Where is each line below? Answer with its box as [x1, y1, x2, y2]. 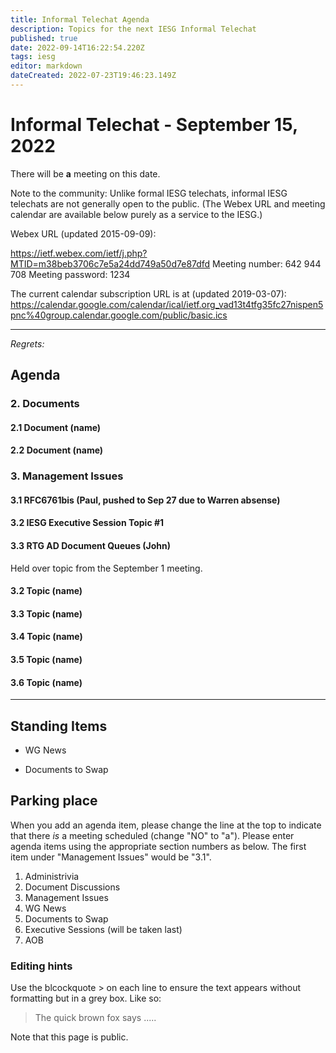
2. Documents [10, 397, 80, 411]
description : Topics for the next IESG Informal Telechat [10, 24, 257, 34]
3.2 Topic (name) [10, 585, 83, 597]
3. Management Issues [10, 469, 124, 483]
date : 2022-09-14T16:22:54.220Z [10, 42, 145, 53]
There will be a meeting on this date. [10, 167, 161, 180]
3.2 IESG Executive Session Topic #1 [10, 517, 165, 529]
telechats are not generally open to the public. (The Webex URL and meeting [10, 197, 326, 210]
